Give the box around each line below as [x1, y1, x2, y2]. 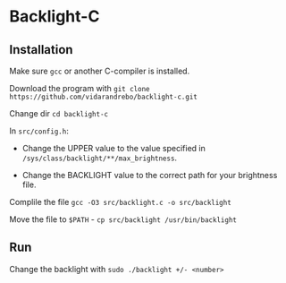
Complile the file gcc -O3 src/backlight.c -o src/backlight [9, 197, 232, 207]
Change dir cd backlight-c [9, 108, 109, 118]
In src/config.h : [9, 125, 69, 136]
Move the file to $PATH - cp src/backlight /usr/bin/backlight [9, 214, 237, 225]
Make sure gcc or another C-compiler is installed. [9, 65, 190, 76]
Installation [9, 42, 73, 57]
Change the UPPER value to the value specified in [21, 143, 206, 153]
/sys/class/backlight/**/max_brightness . [21, 152, 177, 163]
